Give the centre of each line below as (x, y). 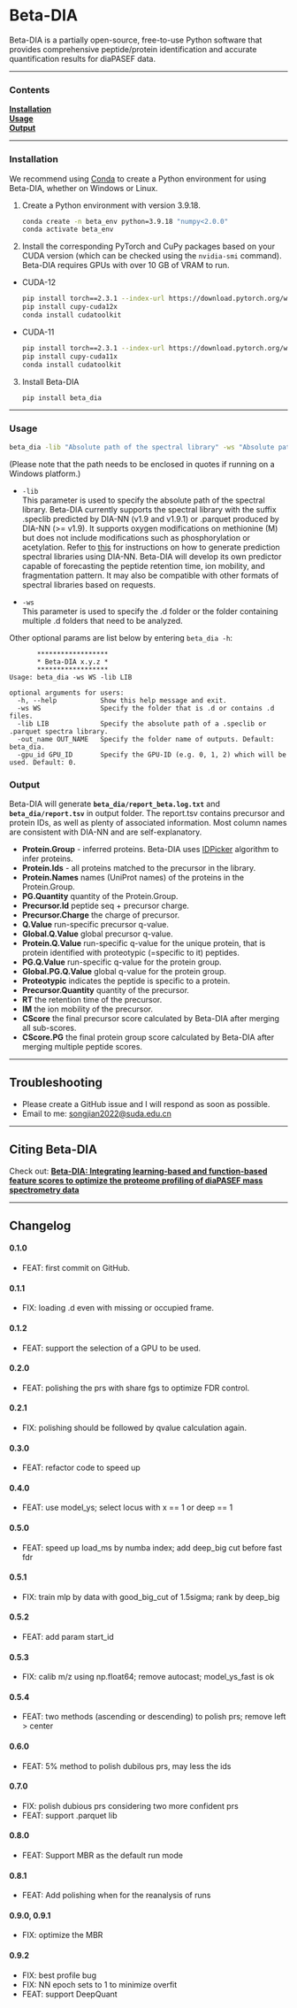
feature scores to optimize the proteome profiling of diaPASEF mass (136, 1180)
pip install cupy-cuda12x (69, 307)
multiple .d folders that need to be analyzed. (102, 620)
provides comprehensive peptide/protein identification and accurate (133, 49)
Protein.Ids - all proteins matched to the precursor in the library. (139, 867)
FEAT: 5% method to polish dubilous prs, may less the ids (126, 1766)
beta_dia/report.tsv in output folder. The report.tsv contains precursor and (147, 813)
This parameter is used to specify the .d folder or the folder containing (150, 611)
